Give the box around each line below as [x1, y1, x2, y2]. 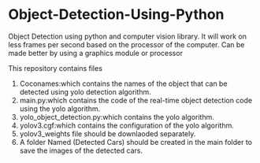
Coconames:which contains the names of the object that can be [19, 79, 228, 88]
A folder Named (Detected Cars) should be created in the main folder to [19, 137, 252, 146]
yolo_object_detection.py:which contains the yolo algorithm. [19, 112, 215, 121]
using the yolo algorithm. [19, 104, 101, 113]
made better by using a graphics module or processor [8, 48, 184, 57]
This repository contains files [8, 63, 102, 72]
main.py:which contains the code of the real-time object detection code [19, 95, 253, 105]
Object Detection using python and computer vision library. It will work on [8, 31, 247, 41]
